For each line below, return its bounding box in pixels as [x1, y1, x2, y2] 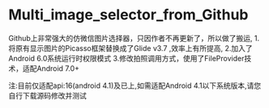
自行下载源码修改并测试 [8, 90, 87, 100]
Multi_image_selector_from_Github [8, 6, 249, 24]
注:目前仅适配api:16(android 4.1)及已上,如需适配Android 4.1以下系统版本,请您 [8, 81, 262, 90]
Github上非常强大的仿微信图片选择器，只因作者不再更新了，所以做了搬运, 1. [8, 33, 260, 43]
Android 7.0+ [36, 63, 79, 73]
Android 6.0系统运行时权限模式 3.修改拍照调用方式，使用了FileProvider [8, 53, 245, 63]
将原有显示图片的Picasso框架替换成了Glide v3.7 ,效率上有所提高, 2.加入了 [8, 43, 253, 53]
